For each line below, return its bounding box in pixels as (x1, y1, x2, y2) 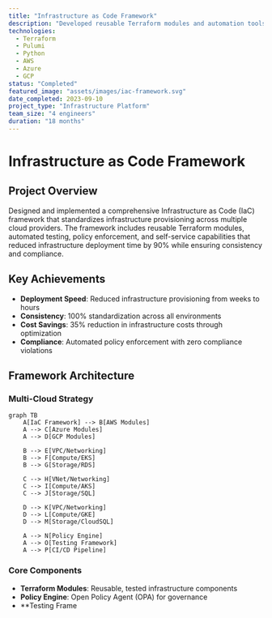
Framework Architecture (8, 369, 135, 383)
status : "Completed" (8, 79, 79, 87)
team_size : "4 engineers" (8, 110, 96, 118)
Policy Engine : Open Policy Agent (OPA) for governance (19, 592, 208, 602)
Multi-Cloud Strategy (8, 394, 94, 404)
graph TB (8, 411, 38, 420)
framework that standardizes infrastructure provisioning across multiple (8, 214, 248, 224)
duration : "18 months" (8, 117, 85, 126)
